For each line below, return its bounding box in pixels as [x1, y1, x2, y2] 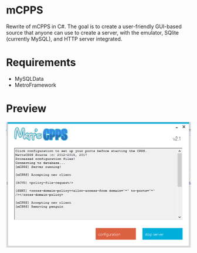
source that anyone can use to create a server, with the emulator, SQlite [6, 29, 179, 36]
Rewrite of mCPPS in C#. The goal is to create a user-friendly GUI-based [6, 23, 182, 30]
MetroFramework [14, 81, 57, 88]
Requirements [6, 56, 76, 69]
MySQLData [14, 75, 44, 82]
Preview [6, 102, 47, 115]
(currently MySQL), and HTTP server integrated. [6, 35, 123, 42]
